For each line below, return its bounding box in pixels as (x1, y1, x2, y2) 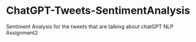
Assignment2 (6, 29, 38, 36)
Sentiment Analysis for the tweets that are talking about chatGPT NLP (6, 23, 174, 30)
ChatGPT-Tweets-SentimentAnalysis (6, 4, 191, 17)
